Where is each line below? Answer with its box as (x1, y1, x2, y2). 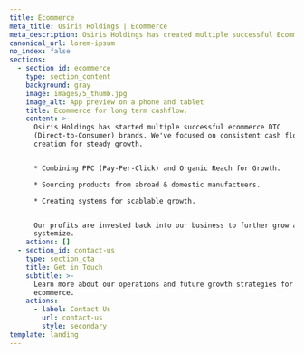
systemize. (33, 229, 75, 238)
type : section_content (25, 72, 111, 81)
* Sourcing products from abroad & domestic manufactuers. (33, 180, 261, 189)
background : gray (25, 81, 91, 90)
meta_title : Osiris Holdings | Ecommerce (9, 22, 168, 31)
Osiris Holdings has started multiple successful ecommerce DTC (33, 123, 281, 132)
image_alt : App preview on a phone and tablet (25, 97, 204, 107)
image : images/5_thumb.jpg (25, 89, 128, 98)
